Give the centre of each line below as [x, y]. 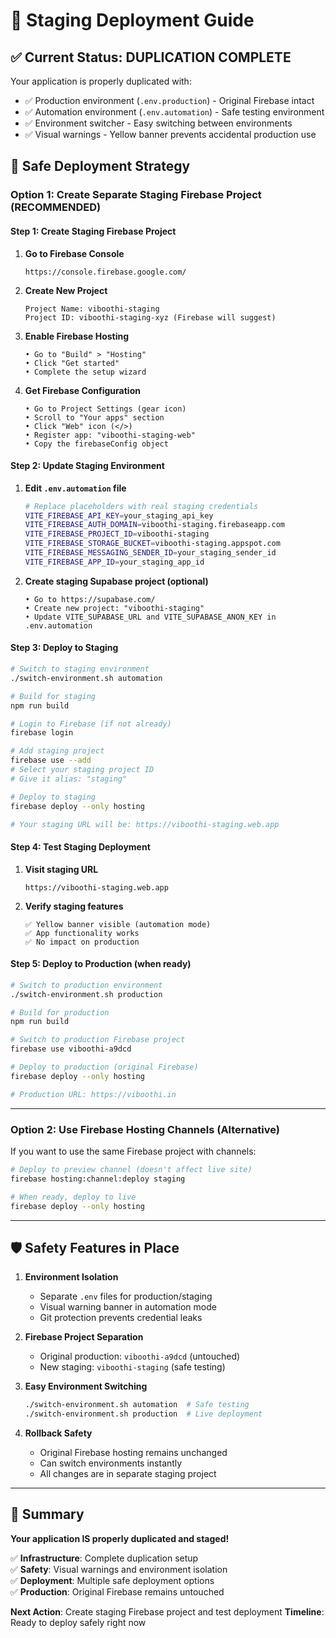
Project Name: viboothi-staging [92, 309]
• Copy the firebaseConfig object [96, 444]
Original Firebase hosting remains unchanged [133, 1453]
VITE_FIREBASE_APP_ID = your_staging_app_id [114, 562]
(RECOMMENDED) [56, 207]
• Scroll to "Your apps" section [94, 417]
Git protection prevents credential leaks [121, 1318]
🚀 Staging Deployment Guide [132, 20]
